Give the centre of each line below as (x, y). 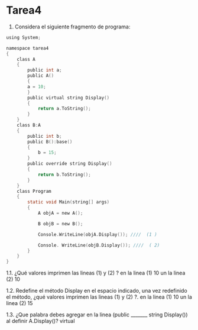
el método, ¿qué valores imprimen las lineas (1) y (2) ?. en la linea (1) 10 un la (99, 297)
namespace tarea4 (27, 48)
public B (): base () (50, 142)
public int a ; (45, 70)
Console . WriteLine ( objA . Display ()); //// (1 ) (98, 234)
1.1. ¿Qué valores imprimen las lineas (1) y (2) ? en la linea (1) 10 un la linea (96, 273)
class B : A (29, 125)
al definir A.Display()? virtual (40, 321)
